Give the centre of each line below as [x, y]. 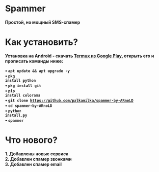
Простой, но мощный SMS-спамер [43, 22]
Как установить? [42, 42]
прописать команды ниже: [34, 61]
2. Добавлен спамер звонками [39, 159]
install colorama [23, 95]
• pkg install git [23, 85]
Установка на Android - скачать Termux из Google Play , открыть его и [79, 56]
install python [21, 80]
